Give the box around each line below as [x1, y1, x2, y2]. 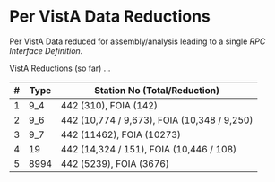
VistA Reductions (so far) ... [9, 63, 111, 74]
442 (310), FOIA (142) [60, 99, 159, 111]
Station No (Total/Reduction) [93, 83, 219, 96]
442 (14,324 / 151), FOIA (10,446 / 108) [60, 143, 237, 155]
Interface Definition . [9, 45, 83, 56]
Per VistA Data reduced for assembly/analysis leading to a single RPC [9, 36, 266, 47]
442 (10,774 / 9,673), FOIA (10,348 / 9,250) [60, 114, 254, 126]
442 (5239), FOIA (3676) [60, 157, 170, 169]
